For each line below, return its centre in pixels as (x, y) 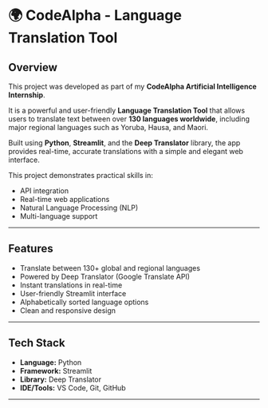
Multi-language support (59, 216)
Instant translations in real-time (71, 285)
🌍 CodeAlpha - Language (95, 16)
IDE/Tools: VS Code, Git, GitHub (73, 387)
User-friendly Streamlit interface (73, 293)
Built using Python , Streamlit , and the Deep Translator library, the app (124, 143)
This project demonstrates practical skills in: (81, 175)
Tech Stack (37, 343)
